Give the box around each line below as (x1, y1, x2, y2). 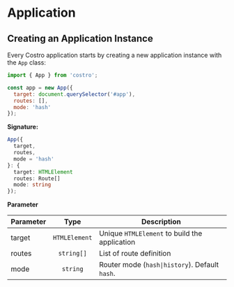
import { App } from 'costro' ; (7, 72, 98, 79)
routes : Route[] (13, 175, 61, 182)
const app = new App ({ (7, 84, 73, 91)
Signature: (7, 123, 38, 131)
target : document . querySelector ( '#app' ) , (13, 90, 136, 98)
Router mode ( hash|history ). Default (98, 260, 219, 270)
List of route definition (98, 249, 171, 259)
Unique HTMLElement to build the (98, 229, 203, 238)
